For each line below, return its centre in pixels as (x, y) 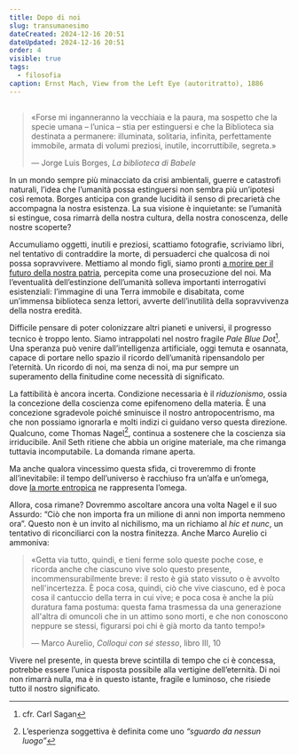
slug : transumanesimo (49, 26)
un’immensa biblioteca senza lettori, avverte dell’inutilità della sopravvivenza (149, 301)
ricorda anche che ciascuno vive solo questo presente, (131, 569)
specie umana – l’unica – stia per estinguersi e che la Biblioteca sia (153, 127)
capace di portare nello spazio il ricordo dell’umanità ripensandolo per (137, 357)
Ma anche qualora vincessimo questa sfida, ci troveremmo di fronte (133, 469)
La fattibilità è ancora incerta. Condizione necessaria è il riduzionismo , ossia (148, 393)
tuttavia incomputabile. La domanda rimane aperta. (102, 452)
